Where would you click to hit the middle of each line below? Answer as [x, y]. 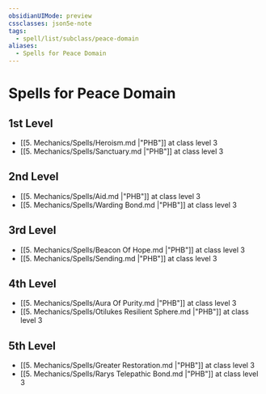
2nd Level [34, 177]
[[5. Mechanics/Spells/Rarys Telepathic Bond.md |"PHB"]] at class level [139, 374]
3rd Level [32, 230]
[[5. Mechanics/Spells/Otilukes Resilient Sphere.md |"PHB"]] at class [134, 311]
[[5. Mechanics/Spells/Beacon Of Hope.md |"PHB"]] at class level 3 [132, 250]
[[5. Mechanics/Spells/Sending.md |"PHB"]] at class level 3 [118, 258]
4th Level [32, 284]
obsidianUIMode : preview [50, 16]
